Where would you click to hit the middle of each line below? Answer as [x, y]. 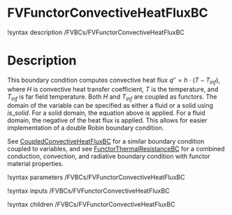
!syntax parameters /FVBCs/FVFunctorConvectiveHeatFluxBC [96, 177]
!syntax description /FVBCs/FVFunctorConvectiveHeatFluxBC [96, 32]
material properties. [36, 164]
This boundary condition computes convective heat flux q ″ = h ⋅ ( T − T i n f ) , [114, 81]
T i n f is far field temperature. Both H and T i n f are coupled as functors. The [112, 97]
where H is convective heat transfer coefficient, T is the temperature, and [113, 89]
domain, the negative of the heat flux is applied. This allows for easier [107, 120]
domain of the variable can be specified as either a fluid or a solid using [110, 106]
